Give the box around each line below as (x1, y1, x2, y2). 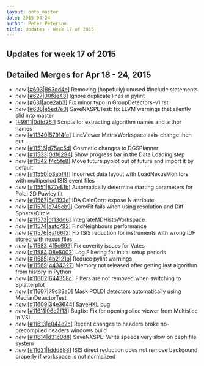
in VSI (15, 314, 31, 321)
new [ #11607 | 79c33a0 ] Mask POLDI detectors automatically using (15, 288, 181, 295)
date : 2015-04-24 (6, 15, 51, 21)
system (15, 340, 34, 347)
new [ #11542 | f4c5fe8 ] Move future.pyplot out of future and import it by (15, 158, 194, 165)
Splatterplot (15, 281, 45, 289)
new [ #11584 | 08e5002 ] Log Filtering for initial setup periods (15, 249, 167, 256)
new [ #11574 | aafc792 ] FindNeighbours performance (15, 223, 147, 230)
